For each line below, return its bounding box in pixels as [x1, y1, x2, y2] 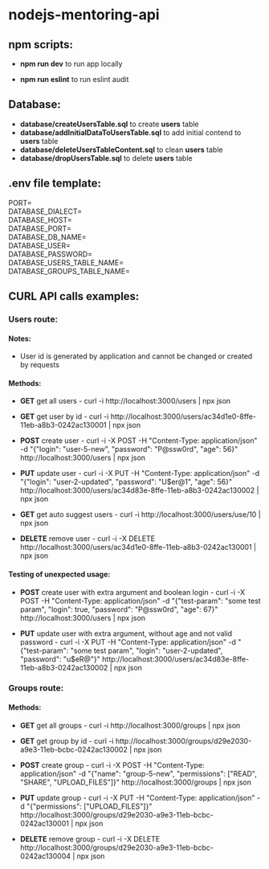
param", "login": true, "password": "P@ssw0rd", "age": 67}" [19, 605, 218, 614]
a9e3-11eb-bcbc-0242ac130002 [19, 744, 128, 754]
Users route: [8, 314, 59, 325]
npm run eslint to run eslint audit [19, 75, 129, 84]
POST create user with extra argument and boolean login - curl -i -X [19, 587, 246, 596]
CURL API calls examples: [8, 289, 140, 303]
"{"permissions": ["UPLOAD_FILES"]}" [26, 801, 153, 811]
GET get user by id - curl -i [19, 412, 109, 421]
